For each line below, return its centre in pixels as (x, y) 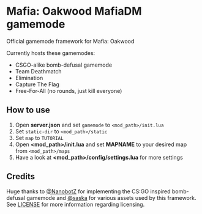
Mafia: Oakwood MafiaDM (74, 11)
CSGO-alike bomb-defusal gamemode (63, 65)
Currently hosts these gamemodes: (51, 53)
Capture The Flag (37, 84)
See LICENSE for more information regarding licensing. (76, 204)
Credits (21, 176)
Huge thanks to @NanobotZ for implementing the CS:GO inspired (88, 191)
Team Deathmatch (39, 71)
